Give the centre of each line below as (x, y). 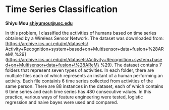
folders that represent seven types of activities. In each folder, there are (80, 70)
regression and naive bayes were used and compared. (62, 102)
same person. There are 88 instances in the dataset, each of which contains (84, 86)
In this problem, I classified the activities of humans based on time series (81, 33)
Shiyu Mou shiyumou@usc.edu (39, 23)
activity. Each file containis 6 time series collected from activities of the (79, 81)
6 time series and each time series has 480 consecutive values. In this (78, 91)
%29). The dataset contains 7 (131, 65)
